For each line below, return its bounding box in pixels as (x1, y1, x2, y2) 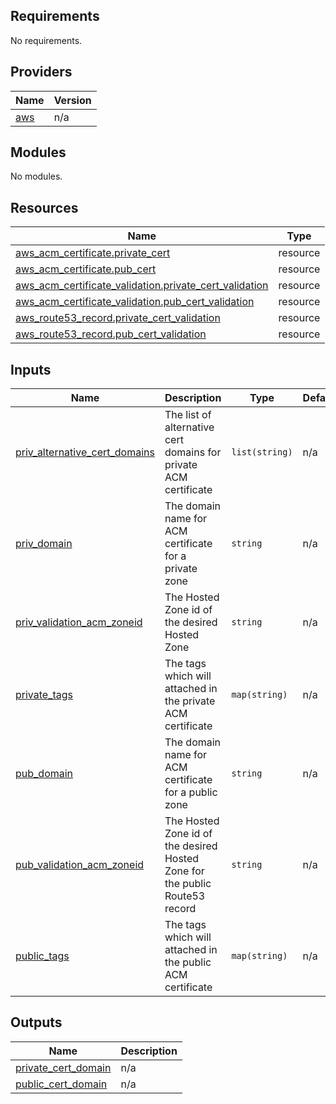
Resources (10, 199, 79, 216)
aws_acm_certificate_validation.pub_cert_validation (15, 295, 255, 309)
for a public (164, 785, 218, 799)
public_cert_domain (15, 1077, 108, 1091)
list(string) (231, 447, 293, 458)
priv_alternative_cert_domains (15, 445, 155, 459)
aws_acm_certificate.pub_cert (15, 262, 157, 276)
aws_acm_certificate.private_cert (15, 246, 171, 260)
